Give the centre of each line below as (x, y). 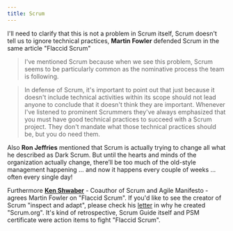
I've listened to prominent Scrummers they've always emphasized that (125, 112)
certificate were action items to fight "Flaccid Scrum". (84, 220)
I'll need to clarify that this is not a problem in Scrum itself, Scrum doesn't (112, 33)
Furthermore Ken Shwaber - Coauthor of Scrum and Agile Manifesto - (108, 190)
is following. (41, 76)
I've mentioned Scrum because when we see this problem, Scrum (119, 61)
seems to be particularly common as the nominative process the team (124, 69)
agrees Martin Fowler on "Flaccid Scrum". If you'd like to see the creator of (114, 198)
